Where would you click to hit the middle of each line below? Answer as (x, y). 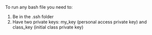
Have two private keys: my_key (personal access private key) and (79, 22)
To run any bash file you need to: (39, 7)
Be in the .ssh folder (33, 17)
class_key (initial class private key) (48, 27)
